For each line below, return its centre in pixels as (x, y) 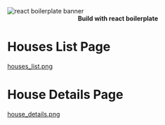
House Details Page (65, 95)
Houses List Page (59, 47)
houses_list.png (30, 66)
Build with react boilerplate (118, 18)
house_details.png (34, 114)
